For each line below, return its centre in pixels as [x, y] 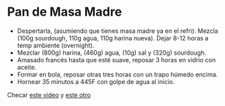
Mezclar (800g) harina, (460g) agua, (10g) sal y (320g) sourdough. [111, 53]
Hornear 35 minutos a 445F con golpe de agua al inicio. [96, 81]
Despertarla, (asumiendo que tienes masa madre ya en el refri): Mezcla [117, 31]
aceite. [26, 67]
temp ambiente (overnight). [56, 45]
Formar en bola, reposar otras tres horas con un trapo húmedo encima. [117, 74]
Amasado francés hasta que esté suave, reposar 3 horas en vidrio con [116, 59]
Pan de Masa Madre [64, 12]
